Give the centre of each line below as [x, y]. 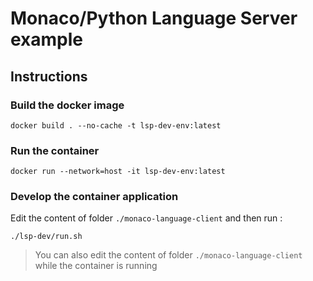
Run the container [55, 150]
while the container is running [96, 266]
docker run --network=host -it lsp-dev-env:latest [118, 172]
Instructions [49, 76]
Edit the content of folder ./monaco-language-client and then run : [146, 218]
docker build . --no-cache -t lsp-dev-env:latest [116, 125]
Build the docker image [67, 105]
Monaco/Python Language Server [154, 18]
